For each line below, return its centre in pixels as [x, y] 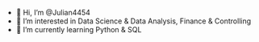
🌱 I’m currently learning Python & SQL [79, 29]
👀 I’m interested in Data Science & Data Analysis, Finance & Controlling [134, 21]
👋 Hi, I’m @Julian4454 [53, 13]
